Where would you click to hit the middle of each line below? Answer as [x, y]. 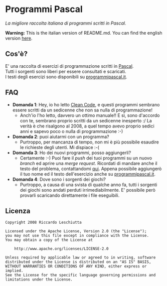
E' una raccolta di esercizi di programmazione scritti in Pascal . [69, 66]
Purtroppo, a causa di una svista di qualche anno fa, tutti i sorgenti [89, 185]
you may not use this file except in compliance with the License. [77, 236]
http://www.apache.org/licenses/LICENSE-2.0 [61, 249]
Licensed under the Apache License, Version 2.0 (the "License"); [76, 231]
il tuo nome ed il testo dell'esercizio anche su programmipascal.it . [88, 174]
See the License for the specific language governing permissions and [80, 275]
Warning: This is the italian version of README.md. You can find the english [84, 33]
